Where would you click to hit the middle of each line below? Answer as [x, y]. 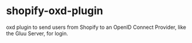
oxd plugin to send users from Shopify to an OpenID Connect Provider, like [96, 27]
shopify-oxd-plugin [55, 11]
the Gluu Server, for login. [37, 33]
